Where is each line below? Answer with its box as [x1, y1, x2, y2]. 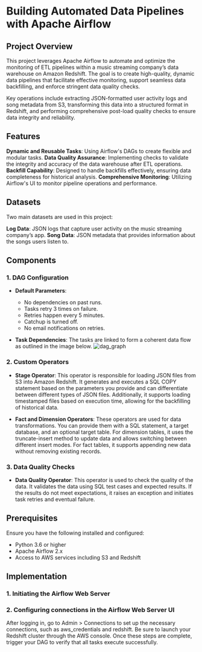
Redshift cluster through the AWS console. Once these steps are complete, [6, 632, 192, 639]
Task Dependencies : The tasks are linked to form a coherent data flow [14, 336, 191, 344]
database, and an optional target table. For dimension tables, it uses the [14, 428, 194, 435]
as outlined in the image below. [14, 343, 92, 350]
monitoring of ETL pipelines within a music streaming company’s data [6, 64, 179, 71]
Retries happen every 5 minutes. [24, 311, 105, 319]
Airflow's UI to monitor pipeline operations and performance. [6, 180, 157, 187]
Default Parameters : [14, 287, 67, 295]
